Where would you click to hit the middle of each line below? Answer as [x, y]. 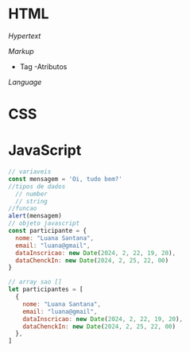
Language [25, 82]
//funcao [23, 209]
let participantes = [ [46, 290]
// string [31, 201]
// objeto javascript [44, 223]
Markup [21, 51]
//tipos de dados [37, 186]
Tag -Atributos [43, 66]
